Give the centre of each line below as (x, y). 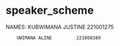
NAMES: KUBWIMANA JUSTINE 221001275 (60, 27)
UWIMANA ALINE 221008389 (59, 38)
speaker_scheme (50, 10)
